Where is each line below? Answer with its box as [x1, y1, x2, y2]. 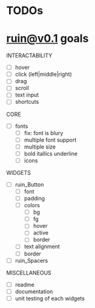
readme [15, 280, 34, 288]
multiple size [24, 143, 56, 150]
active [33, 229, 48, 237]
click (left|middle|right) [15, 71, 73, 78]
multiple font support [24, 136, 77, 144]
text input [15, 91, 39, 98]
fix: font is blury [24, 129, 64, 136]
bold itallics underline [24, 150, 77, 157]
